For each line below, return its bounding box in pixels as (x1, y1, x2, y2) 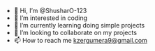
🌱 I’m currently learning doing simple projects (13, 21, 145, 29)
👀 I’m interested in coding (13, 14, 88, 22)
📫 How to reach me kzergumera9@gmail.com (13, 37, 148, 44)
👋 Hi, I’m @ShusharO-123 (13, 7, 87, 14)
